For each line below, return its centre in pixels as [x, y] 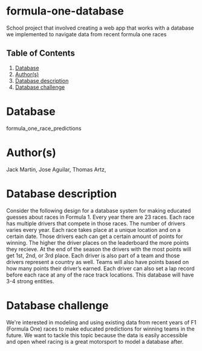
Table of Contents [41, 53]
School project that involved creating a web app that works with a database [100, 28]
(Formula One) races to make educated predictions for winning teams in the [101, 329]
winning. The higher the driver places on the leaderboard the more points [98, 242]
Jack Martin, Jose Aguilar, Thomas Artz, [56, 169]
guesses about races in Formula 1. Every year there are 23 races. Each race [100, 217]
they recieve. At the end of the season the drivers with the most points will [99, 249]
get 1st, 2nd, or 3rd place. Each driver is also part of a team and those [93, 256]
